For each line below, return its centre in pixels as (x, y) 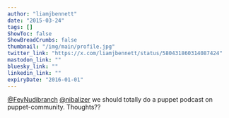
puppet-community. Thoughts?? (54, 107)
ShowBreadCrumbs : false (42, 40)
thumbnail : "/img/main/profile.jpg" (61, 47)
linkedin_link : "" (34, 73)
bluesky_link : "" (33, 66)
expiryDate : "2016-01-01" (45, 79)
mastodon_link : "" (34, 60)
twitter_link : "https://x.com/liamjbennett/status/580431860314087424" (115, 54)
